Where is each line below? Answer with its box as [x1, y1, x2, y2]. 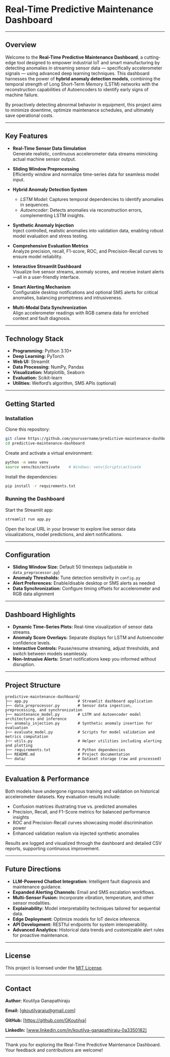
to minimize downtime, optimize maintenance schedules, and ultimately [5, 107, 154, 113]
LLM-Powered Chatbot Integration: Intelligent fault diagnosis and [12, 878, 150, 884]
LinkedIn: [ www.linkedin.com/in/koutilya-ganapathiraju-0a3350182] [5, 1027, 147, 1033]
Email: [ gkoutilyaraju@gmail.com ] [5, 1007, 76, 1013]
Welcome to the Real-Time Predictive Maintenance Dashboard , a [5, 54, 143, 60]
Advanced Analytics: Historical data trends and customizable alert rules [12, 926, 164, 932]
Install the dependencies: [5, 473, 58, 479]
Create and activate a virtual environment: [5, 450, 93, 456]
